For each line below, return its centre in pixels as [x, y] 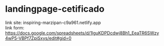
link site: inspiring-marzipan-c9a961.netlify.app [53, 23]
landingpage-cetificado [55, 9]
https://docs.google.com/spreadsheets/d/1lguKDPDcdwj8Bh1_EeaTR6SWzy [82, 33]
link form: [15, 27]
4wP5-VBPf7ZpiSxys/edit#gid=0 [38, 38]
